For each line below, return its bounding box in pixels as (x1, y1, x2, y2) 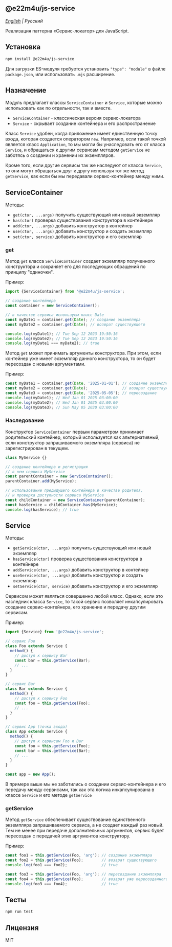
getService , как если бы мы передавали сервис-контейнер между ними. (5, 173, 165, 180)
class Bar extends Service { (5, 686, 68, 691)
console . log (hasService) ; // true (5, 507, 79, 512)
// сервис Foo (5, 639, 36, 644)
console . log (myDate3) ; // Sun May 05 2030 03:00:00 (5, 405, 118, 410)
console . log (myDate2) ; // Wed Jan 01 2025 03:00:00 (5, 400, 118, 405)
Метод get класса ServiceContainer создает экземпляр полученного (5, 258, 155, 264)
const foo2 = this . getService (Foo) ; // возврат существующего (5, 857, 157, 863)
